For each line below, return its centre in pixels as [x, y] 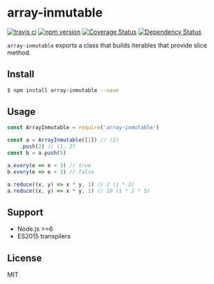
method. [19, 53]
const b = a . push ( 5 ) [37, 153]
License [25, 258]
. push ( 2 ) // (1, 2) [48, 146]
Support [25, 212]
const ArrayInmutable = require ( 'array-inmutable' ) [83, 128]
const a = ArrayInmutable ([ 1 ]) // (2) [63, 140]
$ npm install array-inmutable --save [63, 90]
